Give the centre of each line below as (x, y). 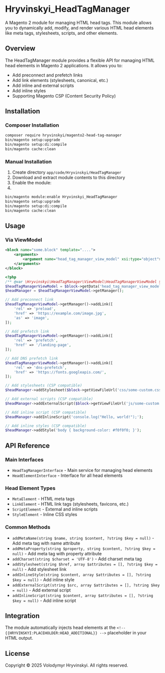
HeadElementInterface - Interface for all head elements (67, 475)
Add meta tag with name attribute (46, 543)
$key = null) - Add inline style (43, 579)
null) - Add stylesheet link (39, 569)
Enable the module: (32, 183)
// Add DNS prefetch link (31, 358)
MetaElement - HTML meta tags (43, 499)
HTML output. (19, 638)
